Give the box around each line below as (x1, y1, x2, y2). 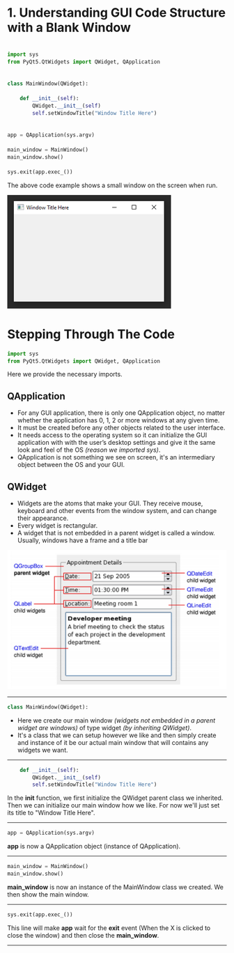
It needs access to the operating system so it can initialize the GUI (17, 431, 208, 439)
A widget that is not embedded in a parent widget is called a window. (17, 529, 216, 537)
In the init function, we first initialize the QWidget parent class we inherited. (7, 794, 224, 802)
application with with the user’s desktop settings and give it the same (17, 439, 216, 447)
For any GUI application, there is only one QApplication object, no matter (17, 409, 226, 417)
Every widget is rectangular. (17, 521, 98, 530)
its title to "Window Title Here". (7, 809, 95, 817)
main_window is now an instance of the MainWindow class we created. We (7, 883, 224, 891)
